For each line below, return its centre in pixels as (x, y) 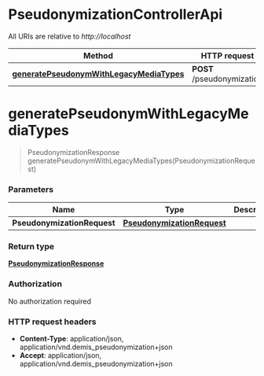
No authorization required (50, 301)
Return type (31, 247)
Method (99, 55)
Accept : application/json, (60, 356)
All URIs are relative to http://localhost (70, 36)
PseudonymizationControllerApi (115, 15)
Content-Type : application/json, (71, 339)
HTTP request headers (52, 322)
